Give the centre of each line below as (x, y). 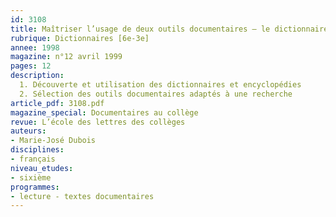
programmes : (35, 187)
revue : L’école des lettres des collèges (98, 122)
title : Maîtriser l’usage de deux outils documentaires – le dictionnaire (169, 29)
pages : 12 (31, 66)
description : (37, 76)
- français (33, 159)
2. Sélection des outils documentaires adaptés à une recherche (156, 94)
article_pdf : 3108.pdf (57, 103)
